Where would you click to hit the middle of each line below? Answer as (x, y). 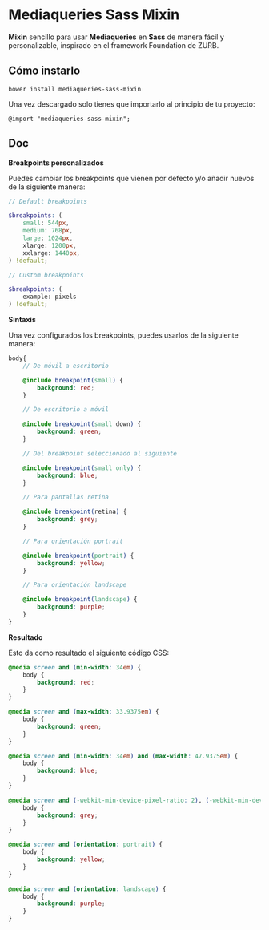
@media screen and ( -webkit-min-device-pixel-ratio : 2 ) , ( (109, 800)
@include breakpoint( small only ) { (82, 468)
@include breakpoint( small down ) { (82, 424)
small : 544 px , (46, 223)
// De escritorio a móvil (66, 410)
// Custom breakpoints (46, 275)
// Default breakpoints (48, 201)
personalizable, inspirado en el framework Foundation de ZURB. (114, 45)
